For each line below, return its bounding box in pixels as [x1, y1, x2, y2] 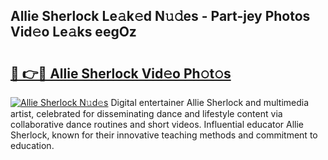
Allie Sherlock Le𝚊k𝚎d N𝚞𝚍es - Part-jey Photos [10, 8, 311, 25]
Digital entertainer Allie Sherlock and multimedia [110, 97, 310, 108]
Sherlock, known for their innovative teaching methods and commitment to [10, 129, 318, 141]
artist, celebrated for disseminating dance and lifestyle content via [10, 108, 283, 119]
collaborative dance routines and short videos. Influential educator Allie [10, 119, 305, 130]
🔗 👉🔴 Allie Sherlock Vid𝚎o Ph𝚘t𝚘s [10, 65, 232, 82]
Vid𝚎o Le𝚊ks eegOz [10, 24, 137, 41]
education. [10, 140, 55, 151]
